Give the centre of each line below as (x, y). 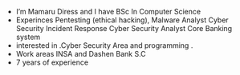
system (28, 37)
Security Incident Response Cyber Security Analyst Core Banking (124, 28)
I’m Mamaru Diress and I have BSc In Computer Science (108, 12)
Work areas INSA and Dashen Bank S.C (81, 54)
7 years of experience (52, 62)
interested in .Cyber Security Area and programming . (104, 45)
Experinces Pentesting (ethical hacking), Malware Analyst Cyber (122, 20)
